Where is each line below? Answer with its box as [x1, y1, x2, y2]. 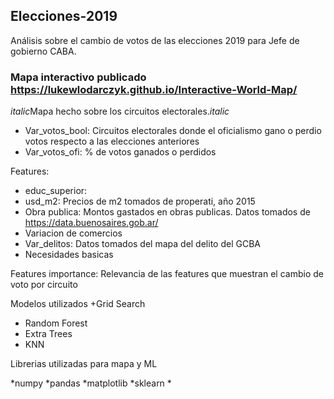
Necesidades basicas [24, 249, 114, 261]
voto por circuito [10, 279, 78, 291]
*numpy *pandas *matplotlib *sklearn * [10, 377, 172, 389]
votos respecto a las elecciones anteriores [24, 135, 200, 148]
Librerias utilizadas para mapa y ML [10, 358, 158, 370]
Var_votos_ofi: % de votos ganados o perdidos [24, 146, 217, 158]
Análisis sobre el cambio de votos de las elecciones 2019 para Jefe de [10, 34, 300, 46]
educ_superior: [24, 185, 88, 197]
